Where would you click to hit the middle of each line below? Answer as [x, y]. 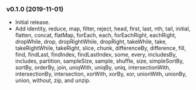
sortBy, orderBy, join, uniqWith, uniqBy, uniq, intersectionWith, [93, 67]
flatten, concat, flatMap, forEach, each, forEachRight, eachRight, [96, 35]
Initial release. [32, 22]
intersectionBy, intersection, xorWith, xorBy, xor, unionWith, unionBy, [101, 74]
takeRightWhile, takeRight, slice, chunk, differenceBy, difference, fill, [100, 48]
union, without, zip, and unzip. [53, 80]
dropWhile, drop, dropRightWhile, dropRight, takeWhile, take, [91, 42]
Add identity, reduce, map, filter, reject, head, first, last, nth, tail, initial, [103, 29]
